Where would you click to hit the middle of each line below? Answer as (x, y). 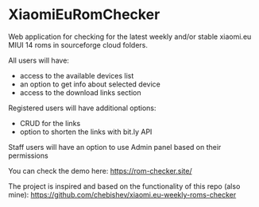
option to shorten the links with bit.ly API (86, 132)
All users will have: (39, 60)
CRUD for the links (50, 123)
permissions (29, 155)
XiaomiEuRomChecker (84, 15)
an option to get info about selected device (90, 84)
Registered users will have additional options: (82, 108)
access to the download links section (80, 92)
